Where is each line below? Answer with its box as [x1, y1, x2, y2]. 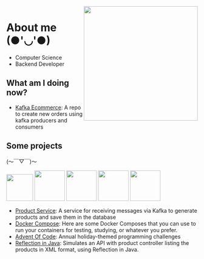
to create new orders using [15, 110, 83, 118]
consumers [15, 123, 44, 130]
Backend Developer [15, 60, 65, 68]
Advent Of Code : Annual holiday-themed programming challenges [15, 233, 181, 240]
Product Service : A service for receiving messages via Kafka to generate [15, 207, 197, 214]
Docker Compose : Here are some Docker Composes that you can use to [15, 219, 196, 227]
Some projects [6, 141, 63, 151]
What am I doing [6, 78, 70, 88]
